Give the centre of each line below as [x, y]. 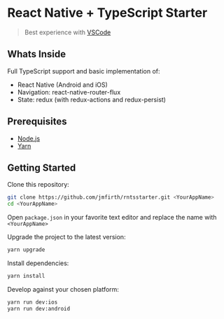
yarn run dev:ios [33, 302]
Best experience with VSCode [68, 32]
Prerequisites [37, 121]
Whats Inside [37, 54]
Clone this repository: [38, 185]
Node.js [29, 139]
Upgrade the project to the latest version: [66, 237]
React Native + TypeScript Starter [107, 13]
